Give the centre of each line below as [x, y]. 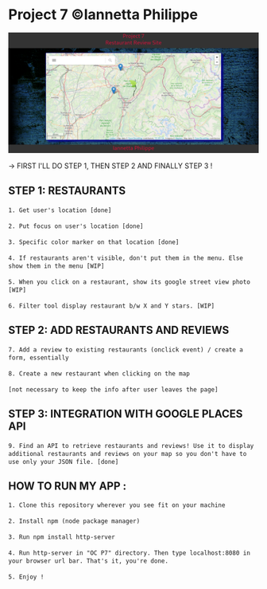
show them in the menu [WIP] [56, 266]
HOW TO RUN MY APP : [68, 486]
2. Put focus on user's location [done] [76, 226]
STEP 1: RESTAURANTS [67, 191]
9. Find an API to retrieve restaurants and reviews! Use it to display [131, 446]
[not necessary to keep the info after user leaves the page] [113, 389]
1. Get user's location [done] [60, 210]
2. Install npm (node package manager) [74, 521]
